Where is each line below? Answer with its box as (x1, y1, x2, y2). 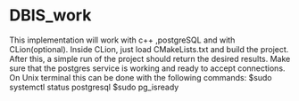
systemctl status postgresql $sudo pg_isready (9, 82, 179, 92)
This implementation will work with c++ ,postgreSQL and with (9, 35, 236, 45)
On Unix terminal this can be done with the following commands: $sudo (9, 72, 272, 82)
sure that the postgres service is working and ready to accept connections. (9, 63, 286, 74)
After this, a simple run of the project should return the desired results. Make (9, 53, 291, 64)
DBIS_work (9, 5, 92, 26)
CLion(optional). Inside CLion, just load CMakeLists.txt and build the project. (9, 43, 289, 54)
